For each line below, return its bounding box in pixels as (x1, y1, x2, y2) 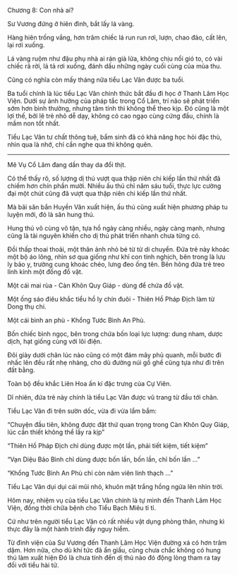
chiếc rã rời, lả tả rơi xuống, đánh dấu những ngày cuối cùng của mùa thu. (7, 62, 222, 70)
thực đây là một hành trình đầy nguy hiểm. (7, 525, 130, 533)
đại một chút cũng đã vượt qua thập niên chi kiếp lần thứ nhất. (7, 190, 188, 197)
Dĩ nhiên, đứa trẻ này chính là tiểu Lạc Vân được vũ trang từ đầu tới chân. (7, 393, 219, 401)
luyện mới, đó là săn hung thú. (7, 211, 95, 218)
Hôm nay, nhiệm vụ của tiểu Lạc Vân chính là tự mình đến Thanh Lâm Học (7, 496, 222, 505)
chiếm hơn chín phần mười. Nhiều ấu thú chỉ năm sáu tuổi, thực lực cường (7, 182, 221, 190)
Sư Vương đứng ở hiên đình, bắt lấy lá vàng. (7, 20, 135, 27)
